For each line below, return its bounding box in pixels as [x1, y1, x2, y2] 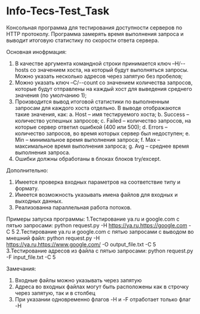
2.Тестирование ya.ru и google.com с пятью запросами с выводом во [16, 228, 194, 235]
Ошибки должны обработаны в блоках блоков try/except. [14, 155, 161, 162]
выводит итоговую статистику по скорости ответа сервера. [6, 36, 159, 44]
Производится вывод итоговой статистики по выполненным [14, 97, 169, 105]
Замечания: [6, 265, 36, 272]
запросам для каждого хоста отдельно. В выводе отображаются [14, 104, 181, 111]
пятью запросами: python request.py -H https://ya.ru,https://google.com [6, 221, 187, 228]
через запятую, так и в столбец [14, 289, 96, 297]
